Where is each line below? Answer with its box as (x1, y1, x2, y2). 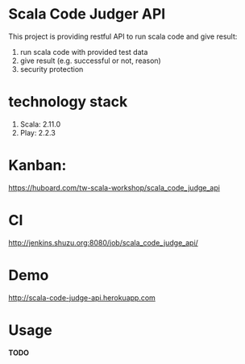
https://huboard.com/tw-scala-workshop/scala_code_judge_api (8, 182, 220, 192)
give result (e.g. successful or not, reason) (19, 56, 161, 65)
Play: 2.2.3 (19, 128, 56, 137)
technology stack (8, 93, 128, 111)
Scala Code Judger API (8, 5, 166, 23)
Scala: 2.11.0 (19, 119, 61, 129)
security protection (19, 64, 84, 73)
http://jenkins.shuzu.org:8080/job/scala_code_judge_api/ (8, 237, 199, 247)
